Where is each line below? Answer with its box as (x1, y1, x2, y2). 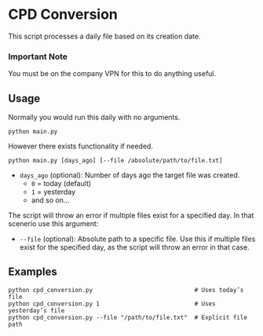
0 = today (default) (31, 179, 92, 188)
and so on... (31, 195, 70, 205)
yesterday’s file (8, 306, 65, 315)
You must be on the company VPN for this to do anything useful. (8, 69, 217, 79)
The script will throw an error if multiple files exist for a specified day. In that (8, 210, 254, 221)
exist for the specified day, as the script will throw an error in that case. (19, 243, 250, 252)
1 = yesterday (31, 187, 76, 197)
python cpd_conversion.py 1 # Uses (8, 300, 216, 308)
